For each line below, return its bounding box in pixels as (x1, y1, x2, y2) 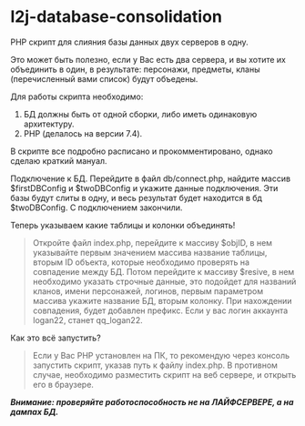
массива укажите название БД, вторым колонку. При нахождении (32, 295, 292, 306)
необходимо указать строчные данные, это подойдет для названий (32, 276, 297, 287)
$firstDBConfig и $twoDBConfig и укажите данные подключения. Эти (10, 182, 279, 193)
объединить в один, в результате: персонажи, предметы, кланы (10, 64, 260, 75)
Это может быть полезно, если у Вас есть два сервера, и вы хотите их (10, 54, 286, 65)
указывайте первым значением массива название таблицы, (32, 247, 268, 258)
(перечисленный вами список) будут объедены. (10, 73, 198, 84)
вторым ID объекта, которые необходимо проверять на (32, 257, 249, 268)
